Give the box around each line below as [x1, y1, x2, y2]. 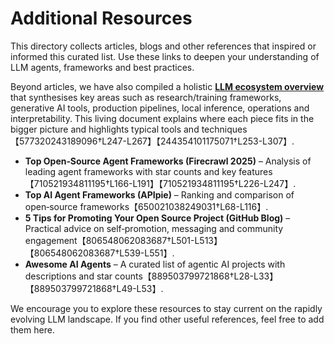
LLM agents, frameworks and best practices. [10, 61, 195, 73]
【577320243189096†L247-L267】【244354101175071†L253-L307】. [10, 135, 295, 147]
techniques [201, 123, 248, 135]
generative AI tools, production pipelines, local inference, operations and [10, 102, 310, 114]
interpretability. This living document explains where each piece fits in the [10, 112, 315, 124]
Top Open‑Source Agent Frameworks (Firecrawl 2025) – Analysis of [24, 155, 312, 167]
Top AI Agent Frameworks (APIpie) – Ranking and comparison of [24, 188, 295, 201]
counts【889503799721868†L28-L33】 [114, 270, 279, 282]
